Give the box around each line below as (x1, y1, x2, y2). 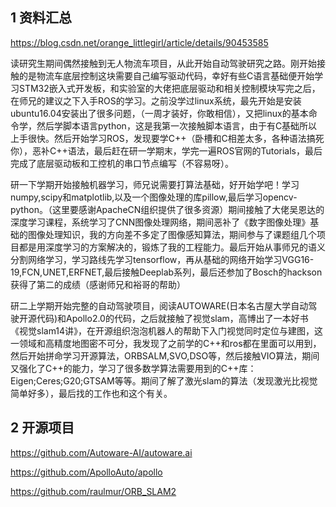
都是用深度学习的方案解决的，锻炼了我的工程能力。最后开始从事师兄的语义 (18, 241, 326, 253)
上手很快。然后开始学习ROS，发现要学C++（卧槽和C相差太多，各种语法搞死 (10, 132, 325, 144)
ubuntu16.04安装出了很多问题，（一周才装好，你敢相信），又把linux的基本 (10, 107, 309, 119)
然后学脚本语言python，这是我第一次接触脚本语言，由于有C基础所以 (36, 119, 318, 132)
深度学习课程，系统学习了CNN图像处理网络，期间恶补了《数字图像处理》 (10, 216, 311, 228)
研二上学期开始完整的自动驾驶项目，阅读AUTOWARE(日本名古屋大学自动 (10, 299, 309, 312)
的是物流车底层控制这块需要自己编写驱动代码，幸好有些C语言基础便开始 (18, 69, 315, 82)
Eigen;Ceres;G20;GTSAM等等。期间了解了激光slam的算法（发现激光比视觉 (10, 374, 318, 387)
